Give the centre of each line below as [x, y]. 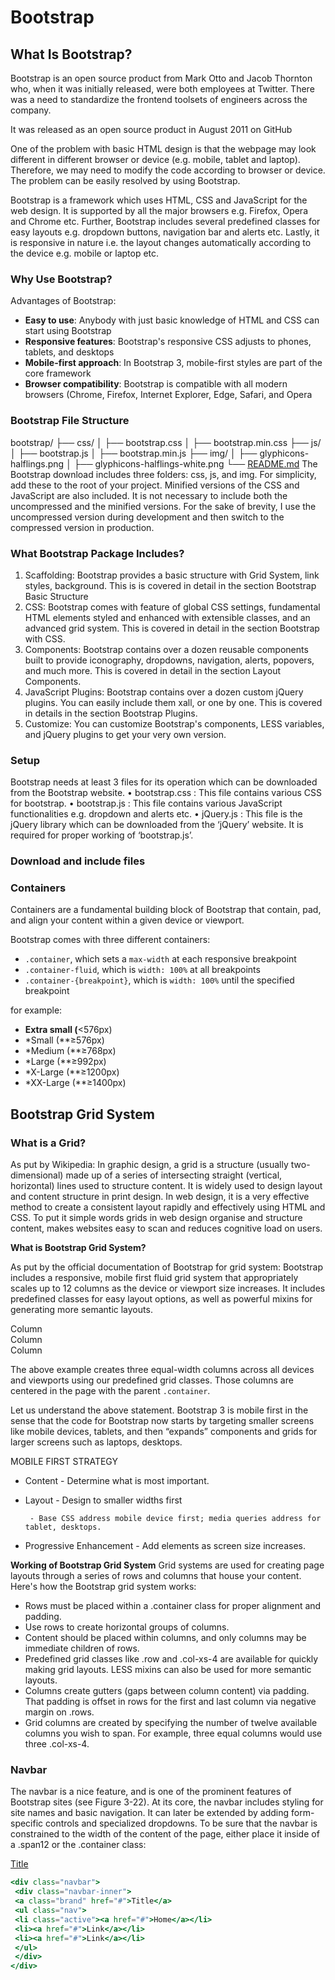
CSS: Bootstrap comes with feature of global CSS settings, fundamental [172, 607]
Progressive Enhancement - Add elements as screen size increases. [165, 1546]
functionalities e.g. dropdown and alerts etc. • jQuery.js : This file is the [156, 814]
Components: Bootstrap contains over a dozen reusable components [166, 649]
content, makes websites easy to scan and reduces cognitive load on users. [166, 1228]
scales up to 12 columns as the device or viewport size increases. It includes [168, 1288]
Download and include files [78, 861]
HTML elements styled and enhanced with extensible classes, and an [167, 617]
